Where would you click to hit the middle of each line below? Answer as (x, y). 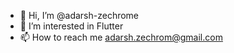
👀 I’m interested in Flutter (71, 26)
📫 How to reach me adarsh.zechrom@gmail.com (121, 37)
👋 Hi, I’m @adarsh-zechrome (79, 15)
